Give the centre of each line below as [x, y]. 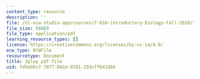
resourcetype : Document [36, 56]
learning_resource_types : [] [42, 39]
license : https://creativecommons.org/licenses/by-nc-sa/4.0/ [85, 45]
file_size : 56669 [28, 28]
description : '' [26, 17]
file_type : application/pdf [41, 34]
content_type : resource [36, 12]
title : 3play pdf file [34, 61]
